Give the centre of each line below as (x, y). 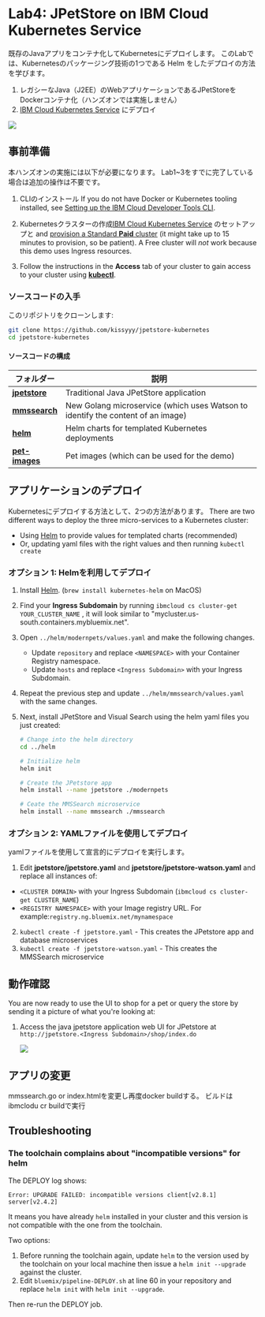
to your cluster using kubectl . (68, 274)
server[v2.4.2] (33, 1202)
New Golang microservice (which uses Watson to (157, 405)
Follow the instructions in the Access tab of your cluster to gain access (135, 266)
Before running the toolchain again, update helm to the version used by (134, 1255)
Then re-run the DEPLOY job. (56, 1304)
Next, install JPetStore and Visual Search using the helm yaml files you (134, 717)
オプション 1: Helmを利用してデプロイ (80, 573)
